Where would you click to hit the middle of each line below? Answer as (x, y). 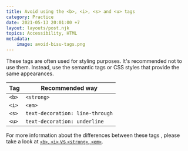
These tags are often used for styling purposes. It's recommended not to (94, 61)
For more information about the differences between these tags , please (93, 135)
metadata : (18, 39)
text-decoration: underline (65, 121)
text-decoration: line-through (69, 113)
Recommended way (69, 88)
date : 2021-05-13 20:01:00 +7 (43, 22)
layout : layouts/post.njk (38, 28)
